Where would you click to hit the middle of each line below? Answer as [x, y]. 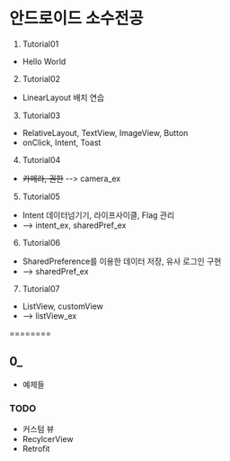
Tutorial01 [40, 44]
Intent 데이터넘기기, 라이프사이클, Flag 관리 [98, 215]
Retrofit [36, 449]
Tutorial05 [41, 196]
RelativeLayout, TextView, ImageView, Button [105, 132]
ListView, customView [62, 306]
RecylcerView [48, 439]
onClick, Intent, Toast [62, 142]
